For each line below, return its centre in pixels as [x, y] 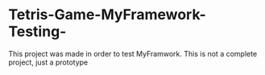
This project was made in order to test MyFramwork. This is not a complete [133, 53]
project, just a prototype [48, 62]
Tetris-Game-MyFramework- [108, 15]
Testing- [37, 32]
